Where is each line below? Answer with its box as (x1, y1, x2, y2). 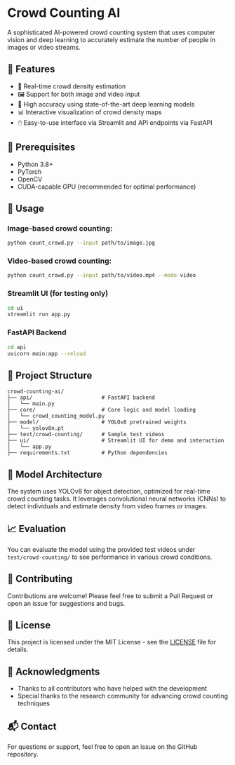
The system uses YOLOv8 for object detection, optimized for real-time (7, 487, 210, 496)
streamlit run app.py (7, 311, 71, 318)
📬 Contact (7, 720, 57, 732)
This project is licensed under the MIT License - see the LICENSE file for (7, 638, 216, 646)
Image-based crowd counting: (7, 223, 113, 233)
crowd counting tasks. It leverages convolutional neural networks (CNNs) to (7, 494, 227, 503)
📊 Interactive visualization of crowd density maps (17, 107, 162, 116)
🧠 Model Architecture (7, 468, 103, 480)
